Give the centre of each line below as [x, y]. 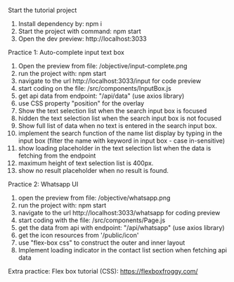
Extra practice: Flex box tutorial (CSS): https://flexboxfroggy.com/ [103, 271]
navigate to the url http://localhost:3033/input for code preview [110, 81]
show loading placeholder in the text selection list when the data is [115, 148]
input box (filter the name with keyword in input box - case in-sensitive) [122, 141]
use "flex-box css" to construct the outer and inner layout [102, 243]
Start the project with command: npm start [79, 31]
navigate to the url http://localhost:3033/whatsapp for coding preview [119, 213]
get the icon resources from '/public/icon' [78, 235]
